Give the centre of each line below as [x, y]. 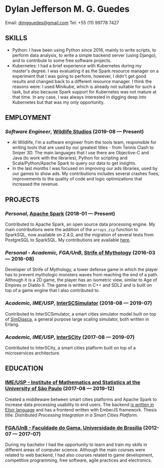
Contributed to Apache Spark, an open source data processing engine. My [80, 224]
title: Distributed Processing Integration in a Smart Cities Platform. [72, 415]
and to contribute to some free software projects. [62, 60]
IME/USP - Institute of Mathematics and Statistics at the [73, 382]
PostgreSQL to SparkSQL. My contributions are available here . [68, 240]
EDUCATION [24, 368]
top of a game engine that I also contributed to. [53, 291]
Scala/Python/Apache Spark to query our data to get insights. [74, 163]
